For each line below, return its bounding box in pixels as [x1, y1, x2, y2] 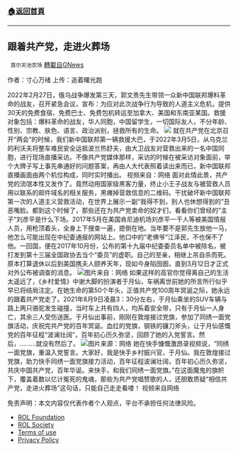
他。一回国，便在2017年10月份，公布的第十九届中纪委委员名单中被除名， [7, 241, 220, 250]
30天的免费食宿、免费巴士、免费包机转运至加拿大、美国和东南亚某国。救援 [7, 109, 227, 117]
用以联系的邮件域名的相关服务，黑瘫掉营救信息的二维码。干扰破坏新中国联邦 [7, 188, 231, 197]
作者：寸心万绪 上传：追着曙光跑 [7, 76, 103, 85]
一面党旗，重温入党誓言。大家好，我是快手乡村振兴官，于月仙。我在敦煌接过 [7, 348, 231, 357]
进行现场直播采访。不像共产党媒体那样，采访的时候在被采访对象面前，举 [19, 153, 231, 161]
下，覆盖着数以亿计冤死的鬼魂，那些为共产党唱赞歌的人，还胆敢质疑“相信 [7, 375, 222, 384]
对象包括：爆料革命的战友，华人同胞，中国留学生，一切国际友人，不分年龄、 [7, 117, 231, 126]
